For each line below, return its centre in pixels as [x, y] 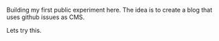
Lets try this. [24, 30]
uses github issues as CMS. [46, 17]
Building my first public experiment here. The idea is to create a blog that [109, 10]
